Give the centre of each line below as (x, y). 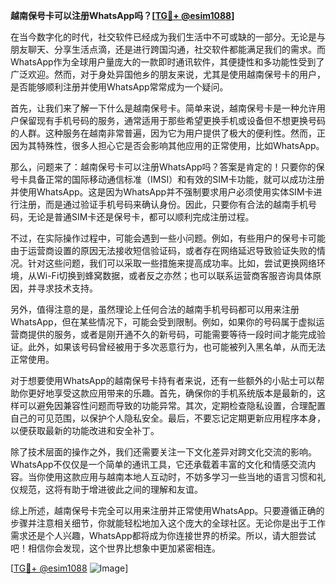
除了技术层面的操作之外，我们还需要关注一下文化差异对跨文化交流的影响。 (163, 452)
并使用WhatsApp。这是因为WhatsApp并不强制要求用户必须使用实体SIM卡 (162, 192)
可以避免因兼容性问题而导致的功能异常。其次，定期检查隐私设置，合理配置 (172, 405)
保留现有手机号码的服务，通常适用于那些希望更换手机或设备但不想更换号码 (172, 120)
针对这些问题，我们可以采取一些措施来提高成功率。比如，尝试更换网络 (172, 263)
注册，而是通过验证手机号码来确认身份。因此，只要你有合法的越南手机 (163, 204)
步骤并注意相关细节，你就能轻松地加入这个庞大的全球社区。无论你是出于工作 (168, 523)
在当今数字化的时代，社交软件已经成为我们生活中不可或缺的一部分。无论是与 (168, 37)
